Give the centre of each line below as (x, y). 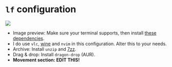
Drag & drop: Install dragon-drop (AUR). (54, 54)
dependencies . (28, 38)
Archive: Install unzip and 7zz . (44, 49)
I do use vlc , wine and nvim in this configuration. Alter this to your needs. (90, 44)
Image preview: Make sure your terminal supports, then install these (84, 33)
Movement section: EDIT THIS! (46, 60)
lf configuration (41, 9)
